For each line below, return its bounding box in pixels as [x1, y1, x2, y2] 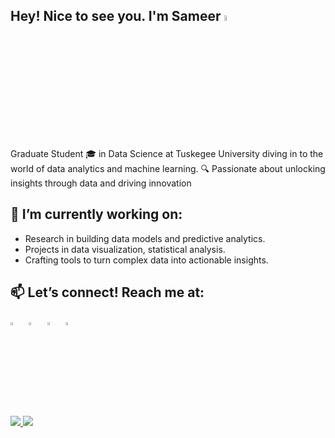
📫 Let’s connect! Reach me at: [10, 284, 205, 301]
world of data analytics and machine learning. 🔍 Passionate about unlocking [10, 163, 326, 175]
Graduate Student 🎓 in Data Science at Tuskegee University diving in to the [10, 148, 324, 160]
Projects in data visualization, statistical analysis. [24, 243, 226, 255]
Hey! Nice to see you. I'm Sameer [10, 8, 222, 25]
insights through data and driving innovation [10, 177, 192, 189]
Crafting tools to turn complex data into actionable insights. [24, 254, 269, 266]
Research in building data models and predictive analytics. [24, 232, 266, 244]
